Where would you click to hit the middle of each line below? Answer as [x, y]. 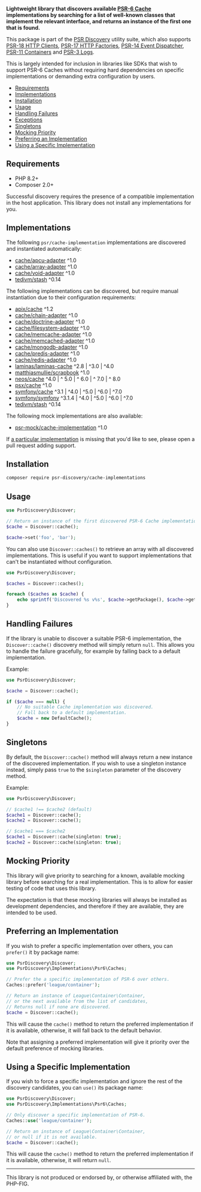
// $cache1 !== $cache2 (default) [49, 809]
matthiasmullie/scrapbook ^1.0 [52, 372]
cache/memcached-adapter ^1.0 [55, 340]
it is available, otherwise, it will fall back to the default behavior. [84, 1030]
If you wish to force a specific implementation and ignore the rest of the [95, 1081]
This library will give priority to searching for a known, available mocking [95, 875]
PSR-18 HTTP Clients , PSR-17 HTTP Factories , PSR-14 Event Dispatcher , [95, 45]
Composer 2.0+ [34, 184]
